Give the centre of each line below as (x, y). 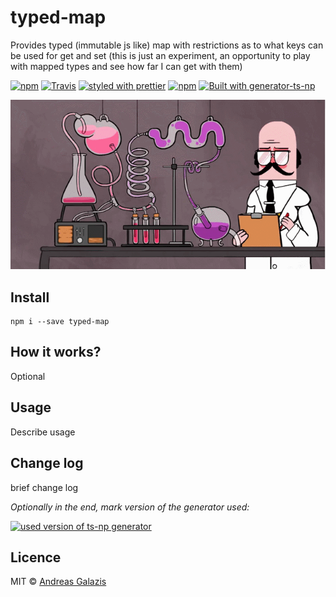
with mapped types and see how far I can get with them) (126, 66)
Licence (36, 557)
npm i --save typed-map (60, 322)
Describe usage (43, 432)
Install (30, 297)
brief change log (44, 487)
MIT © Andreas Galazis (58, 582)
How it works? (56, 352)
